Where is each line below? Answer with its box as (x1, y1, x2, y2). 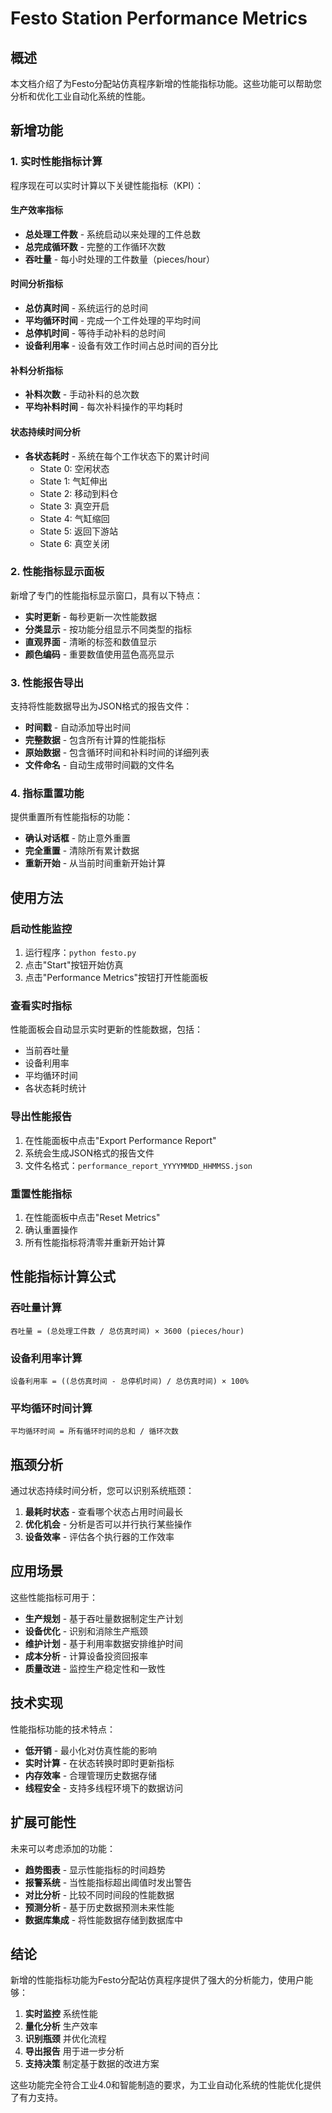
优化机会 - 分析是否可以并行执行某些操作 (24, 1518, 193, 1531)
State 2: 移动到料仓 (39, 487, 119, 499)
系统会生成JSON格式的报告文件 (24, 1147, 155, 1159)
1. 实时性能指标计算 (10, 155, 103, 169)
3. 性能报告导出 (10, 675, 85, 689)
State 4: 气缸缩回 (39, 512, 110, 524)
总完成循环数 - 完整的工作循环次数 (24, 240, 167, 252)
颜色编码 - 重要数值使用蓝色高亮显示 (24, 648, 175, 660)
